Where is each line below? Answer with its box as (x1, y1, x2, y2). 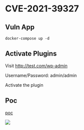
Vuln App (5, 23, 35, 31)
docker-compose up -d (5, 36, 50, 41)
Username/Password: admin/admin (5, 72, 77, 78)
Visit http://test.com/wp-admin (5, 63, 68, 69)
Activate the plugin (5, 82, 43, 88)
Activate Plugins (5, 49, 57, 58)
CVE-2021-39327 (5, 3, 79, 14)
